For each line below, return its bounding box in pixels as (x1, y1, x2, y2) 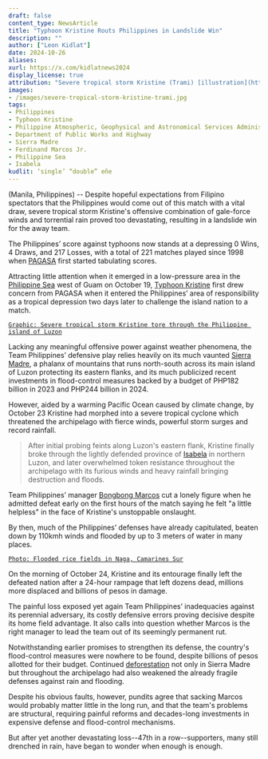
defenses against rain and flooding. (8, 677, 125, 685)
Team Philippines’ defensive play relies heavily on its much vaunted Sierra (8, 351, 251, 360)
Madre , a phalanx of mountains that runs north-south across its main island (8, 359, 255, 368)
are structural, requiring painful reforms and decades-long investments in (8, 709, 250, 718)
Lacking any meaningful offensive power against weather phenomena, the (8, 342, 252, 352)
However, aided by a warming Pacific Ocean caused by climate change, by (8, 400, 254, 409)
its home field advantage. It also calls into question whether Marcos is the (8, 618, 250, 628)
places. (8, 540, 33, 549)
